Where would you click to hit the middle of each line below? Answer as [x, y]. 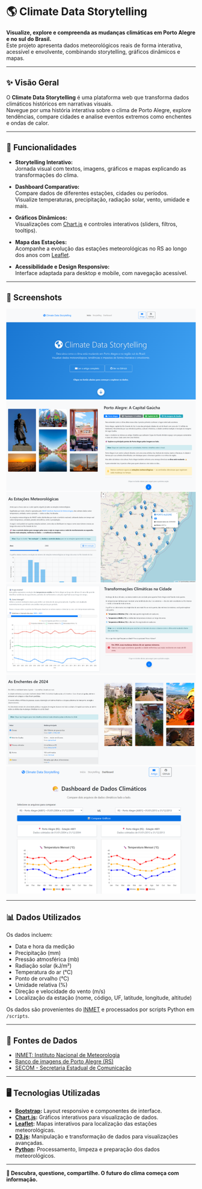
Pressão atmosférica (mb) [47, 959]
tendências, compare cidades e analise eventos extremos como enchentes [99, 116]
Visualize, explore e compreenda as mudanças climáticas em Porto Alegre [101, 32]
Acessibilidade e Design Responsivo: [62, 267]
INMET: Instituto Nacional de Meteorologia [67, 1055]
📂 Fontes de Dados [42, 1040]
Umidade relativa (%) [41, 985]
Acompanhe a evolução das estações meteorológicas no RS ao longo [101, 249]
